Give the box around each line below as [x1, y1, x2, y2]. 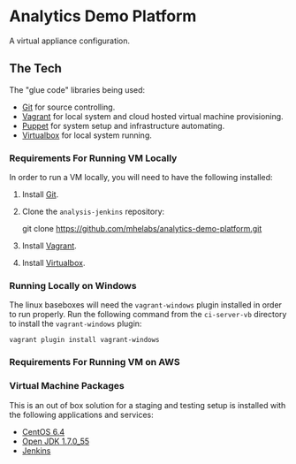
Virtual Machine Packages [9, 380, 125, 392]
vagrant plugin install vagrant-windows [9, 336, 161, 345]
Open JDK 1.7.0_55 [21, 436, 90, 446]
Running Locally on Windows [9, 279, 137, 292]
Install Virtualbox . [21, 258, 86, 269]
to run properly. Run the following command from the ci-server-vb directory [9, 309, 287, 320]
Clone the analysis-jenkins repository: [21, 206, 165, 217]
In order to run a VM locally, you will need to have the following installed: [9, 172, 273, 183]
